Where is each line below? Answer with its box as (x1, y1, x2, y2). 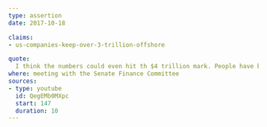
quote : (8, 55, 30, 63)
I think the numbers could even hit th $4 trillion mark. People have (15, 63, 254, 71)
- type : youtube (8, 84, 62, 92)
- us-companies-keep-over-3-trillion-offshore (8, 40, 165, 48)
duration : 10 (15, 106, 59, 115)
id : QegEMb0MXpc (15, 92, 69, 100)
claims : (8, 33, 34, 41)
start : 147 (15, 99, 52, 107)
